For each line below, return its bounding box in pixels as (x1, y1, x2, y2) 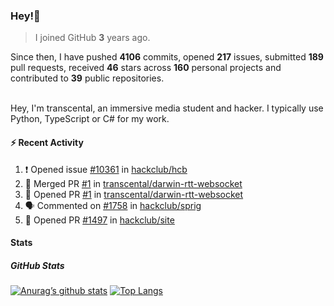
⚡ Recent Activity (10, 136, 84, 148)
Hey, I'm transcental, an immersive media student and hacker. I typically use (10, 102, 324, 114)
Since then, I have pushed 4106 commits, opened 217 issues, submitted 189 (10, 51, 324, 63)
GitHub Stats (10, 259, 65, 271)
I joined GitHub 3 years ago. (34, 32, 151, 44)
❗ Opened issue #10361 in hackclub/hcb (24, 163, 188, 175)
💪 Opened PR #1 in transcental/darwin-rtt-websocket (24, 188, 244, 200)
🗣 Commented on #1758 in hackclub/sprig (24, 199, 202, 211)
